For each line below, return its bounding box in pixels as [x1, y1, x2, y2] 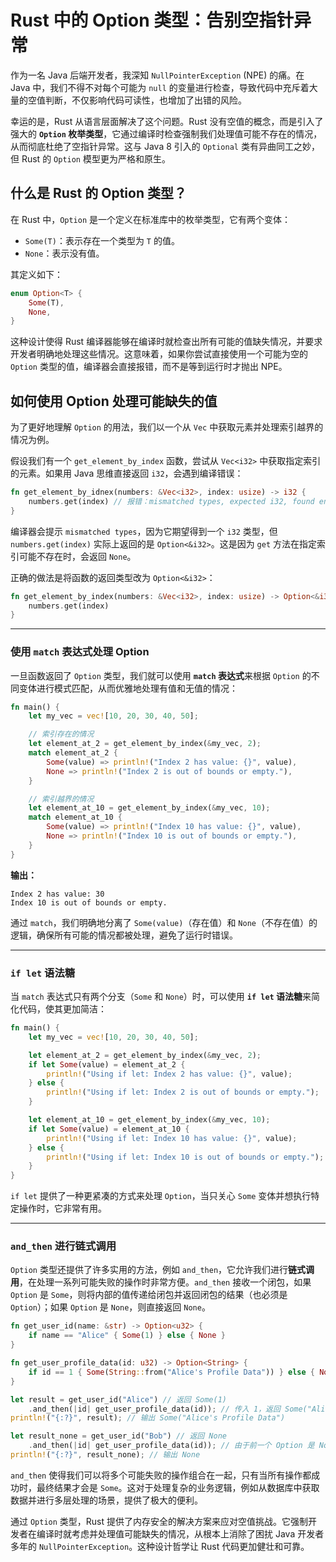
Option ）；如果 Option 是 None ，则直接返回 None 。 [10, 1301, 211, 1313]
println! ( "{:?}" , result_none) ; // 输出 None [10, 1450, 201, 1460]
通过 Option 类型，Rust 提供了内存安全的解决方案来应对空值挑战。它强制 [10, 1515, 309, 1527]
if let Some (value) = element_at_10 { [28, 1124, 190, 1134]
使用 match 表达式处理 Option [10, 645, 150, 659]
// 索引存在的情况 [28, 729, 95, 740]
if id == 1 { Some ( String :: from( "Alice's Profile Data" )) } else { [28, 1367, 315, 1377]
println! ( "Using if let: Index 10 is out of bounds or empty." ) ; [46, 1152, 325, 1162]
